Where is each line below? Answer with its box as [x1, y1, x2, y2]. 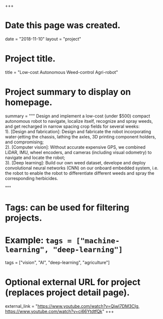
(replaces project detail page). [5, 287, 130, 298]
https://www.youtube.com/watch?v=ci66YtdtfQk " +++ [5, 308, 114, 314]
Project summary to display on [5, 87, 131, 98]
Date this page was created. [5, 20, 121, 31]
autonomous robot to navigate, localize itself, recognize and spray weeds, [5, 118, 153, 124]
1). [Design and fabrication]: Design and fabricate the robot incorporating [5, 128, 151, 135]
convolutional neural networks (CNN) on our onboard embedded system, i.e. [5, 165, 159, 171]
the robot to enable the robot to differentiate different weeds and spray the [5, 170, 155, 176]
